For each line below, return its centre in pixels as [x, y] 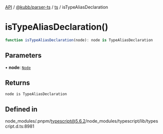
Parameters [23, 55]
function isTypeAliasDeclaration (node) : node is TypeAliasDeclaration [79, 40]
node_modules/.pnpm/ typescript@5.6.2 [45, 121]
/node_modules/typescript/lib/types [122, 121]
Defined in [21, 109]
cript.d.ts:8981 [20, 126]
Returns [18, 83]
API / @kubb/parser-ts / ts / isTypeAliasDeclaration [57, 7]
